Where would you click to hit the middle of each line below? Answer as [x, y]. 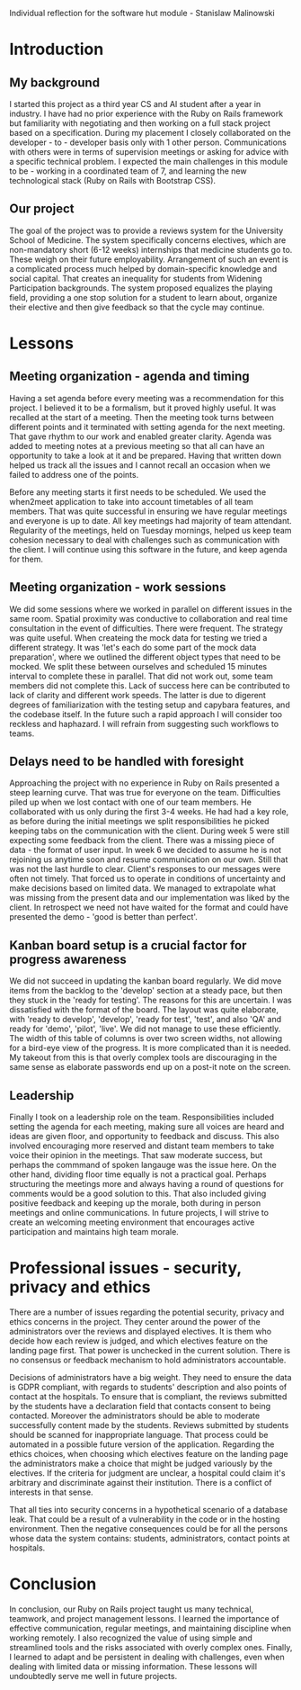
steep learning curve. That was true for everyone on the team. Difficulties [145, 793]
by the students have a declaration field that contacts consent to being [140, 1406]
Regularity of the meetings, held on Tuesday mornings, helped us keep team [150, 530]
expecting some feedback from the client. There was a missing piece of [142, 841]
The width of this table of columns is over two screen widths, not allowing [146, 1038]
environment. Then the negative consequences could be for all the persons [149, 1528]
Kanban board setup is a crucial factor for [128, 945]
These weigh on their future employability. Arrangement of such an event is [149, 259]
